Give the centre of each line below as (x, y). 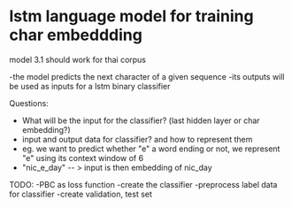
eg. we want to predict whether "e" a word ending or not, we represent (151, 149)
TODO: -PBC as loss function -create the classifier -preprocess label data (143, 184)
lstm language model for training (131, 16)
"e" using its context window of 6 (83, 158)
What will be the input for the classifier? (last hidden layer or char (141, 120)
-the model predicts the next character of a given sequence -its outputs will (147, 76)
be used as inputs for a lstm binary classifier (90, 86)
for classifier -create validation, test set (81, 194)
